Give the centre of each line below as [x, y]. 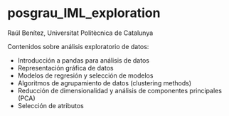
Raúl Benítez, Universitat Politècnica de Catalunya [80, 33]
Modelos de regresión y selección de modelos [85, 75]
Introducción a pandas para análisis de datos [83, 60]
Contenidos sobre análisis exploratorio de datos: [78, 46]
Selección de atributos [50, 105]
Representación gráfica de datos [65, 68]
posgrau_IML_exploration [84, 13]
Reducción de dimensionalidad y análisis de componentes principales [120, 90]
